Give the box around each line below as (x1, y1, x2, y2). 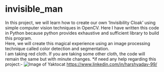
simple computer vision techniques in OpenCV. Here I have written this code (5, 24, 160, 30)
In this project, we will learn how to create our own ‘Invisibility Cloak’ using (5, 20, 156, 25)
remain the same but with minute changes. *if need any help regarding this (5, 56, 156, 62)
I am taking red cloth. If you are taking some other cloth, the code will (5, 50, 145, 57)
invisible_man (5, 3, 63, 15)
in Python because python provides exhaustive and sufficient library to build (5, 30, 160, 36)
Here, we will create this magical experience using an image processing (5, 40, 151, 46)
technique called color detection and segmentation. (5, 46, 109, 51)
